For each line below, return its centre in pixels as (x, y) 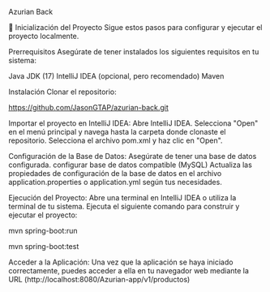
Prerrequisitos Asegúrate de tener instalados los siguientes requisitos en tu (134, 52)
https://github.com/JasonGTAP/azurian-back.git (88, 107)
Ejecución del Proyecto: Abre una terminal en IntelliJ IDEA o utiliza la (122, 198)
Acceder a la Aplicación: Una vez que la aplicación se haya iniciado (121, 262)
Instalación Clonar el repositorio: (63, 92)
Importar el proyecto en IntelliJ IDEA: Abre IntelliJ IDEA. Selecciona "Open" (133, 123)
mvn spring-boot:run (43, 231)
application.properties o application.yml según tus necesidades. (116, 182)
